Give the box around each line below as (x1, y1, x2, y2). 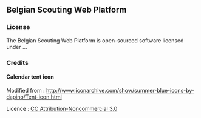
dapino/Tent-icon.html (6, 93, 62, 100)
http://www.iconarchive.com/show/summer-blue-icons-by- (46, 87, 195, 94)
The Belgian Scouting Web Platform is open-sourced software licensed (6, 36, 184, 44)
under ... (6, 43, 27, 50)
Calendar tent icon (6, 73, 55, 80)
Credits (6, 58, 29, 67)
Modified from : (6, 87, 46, 94)
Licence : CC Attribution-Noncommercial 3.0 (6, 105, 118, 112)
